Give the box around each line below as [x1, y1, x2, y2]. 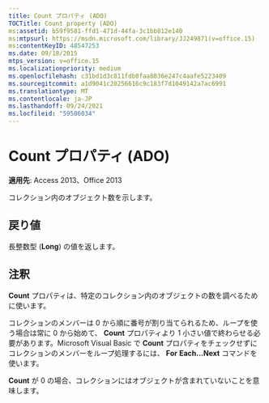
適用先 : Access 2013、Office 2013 [8, 175, 122, 185]
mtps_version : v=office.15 [8, 57, 100, 66]
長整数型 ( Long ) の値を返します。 [8, 241, 120, 251]
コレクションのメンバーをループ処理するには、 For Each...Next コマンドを [8, 348, 258, 358]
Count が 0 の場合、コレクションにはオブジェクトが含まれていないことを [8, 375, 253, 385]
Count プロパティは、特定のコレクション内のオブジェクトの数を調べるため [8, 291, 258, 300]
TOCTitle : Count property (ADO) [8, 19, 117, 28]
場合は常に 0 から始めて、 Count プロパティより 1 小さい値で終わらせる [15, 328, 254, 337]
